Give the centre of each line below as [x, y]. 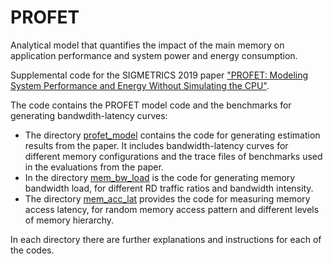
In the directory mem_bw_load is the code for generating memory [160, 177]
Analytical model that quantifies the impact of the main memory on [147, 45]
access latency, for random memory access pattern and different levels [172, 209]
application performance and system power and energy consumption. [154, 55]
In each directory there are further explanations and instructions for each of [166, 239]
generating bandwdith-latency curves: [89, 115]
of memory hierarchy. [69, 220]
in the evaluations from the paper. [94, 167]
